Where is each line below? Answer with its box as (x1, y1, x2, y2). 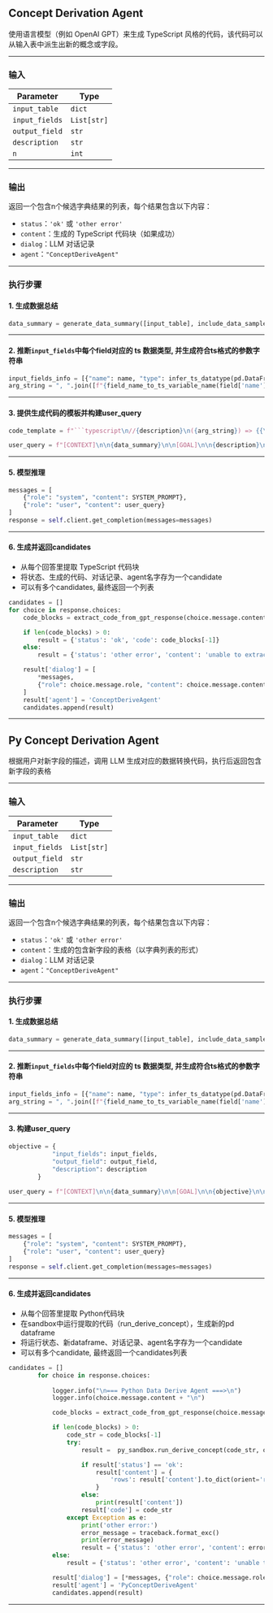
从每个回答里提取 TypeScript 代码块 (19, 562, 140, 572)
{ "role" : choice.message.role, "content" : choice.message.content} (37, 680, 271, 689)
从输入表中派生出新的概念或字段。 (8, 39, 123, 49)
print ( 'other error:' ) (80, 1521, 158, 1529)
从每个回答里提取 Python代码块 (19, 1308, 125, 1318)
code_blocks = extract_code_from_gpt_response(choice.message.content (23, 614, 267, 622)
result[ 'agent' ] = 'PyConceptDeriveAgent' (51, 1580, 198, 1589)
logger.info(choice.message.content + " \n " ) (51, 1394, 206, 1403)
